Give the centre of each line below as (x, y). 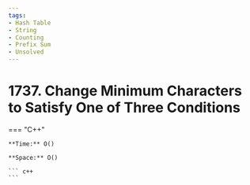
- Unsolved (26, 52)
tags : (17, 15)
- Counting (26, 37)
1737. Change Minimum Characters (125, 91)
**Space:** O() (33, 157)
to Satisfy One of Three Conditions (125, 108)
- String (23, 30)
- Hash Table (30, 23)
